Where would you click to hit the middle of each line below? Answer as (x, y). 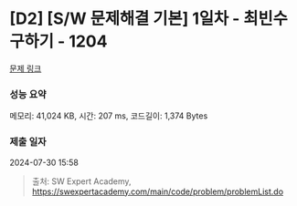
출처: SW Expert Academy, (81, 181)
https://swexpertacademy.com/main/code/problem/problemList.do (158, 191)
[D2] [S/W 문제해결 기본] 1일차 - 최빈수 (148, 19)
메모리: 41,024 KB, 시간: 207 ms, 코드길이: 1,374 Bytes (109, 116)
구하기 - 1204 (58, 41)
